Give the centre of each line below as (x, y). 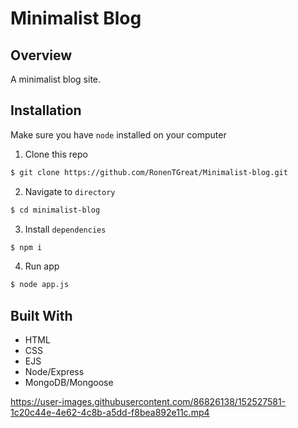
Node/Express (54, 372)
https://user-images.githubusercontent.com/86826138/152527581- (148, 402)
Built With (41, 315)
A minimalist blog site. (56, 79)
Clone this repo (56, 154)
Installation (46, 110)
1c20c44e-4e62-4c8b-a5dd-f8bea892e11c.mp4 (110, 413)
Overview (41, 55)
